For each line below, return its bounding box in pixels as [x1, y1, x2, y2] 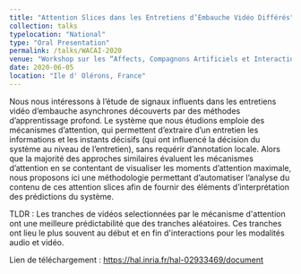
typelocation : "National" [9, 30, 106, 39]
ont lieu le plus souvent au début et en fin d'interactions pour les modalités [9, 227, 285, 238]
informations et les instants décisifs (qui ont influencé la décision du [9, 133, 261, 144]
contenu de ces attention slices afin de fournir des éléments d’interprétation [9, 181, 289, 193]
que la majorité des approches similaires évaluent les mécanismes [9, 153, 254, 164]
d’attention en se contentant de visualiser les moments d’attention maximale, [9, 162, 292, 173]
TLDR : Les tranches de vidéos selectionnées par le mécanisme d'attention [9, 208, 287, 219]
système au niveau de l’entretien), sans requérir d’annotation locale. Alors [9, 143, 280, 154]
